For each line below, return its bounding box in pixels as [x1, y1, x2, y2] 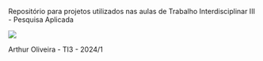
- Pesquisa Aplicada [8, 15, 74, 24]
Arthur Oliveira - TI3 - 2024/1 [8, 45, 103, 54]
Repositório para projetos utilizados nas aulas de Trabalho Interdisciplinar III [8, 7, 256, 16]
